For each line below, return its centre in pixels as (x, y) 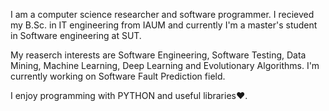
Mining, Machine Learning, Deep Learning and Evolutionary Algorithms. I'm (165, 65)
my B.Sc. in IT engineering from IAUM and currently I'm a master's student (164, 25)
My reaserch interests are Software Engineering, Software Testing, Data (158, 55)
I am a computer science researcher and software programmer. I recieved (162, 14)
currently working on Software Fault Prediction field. (118, 76)
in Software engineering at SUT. (76, 35)
